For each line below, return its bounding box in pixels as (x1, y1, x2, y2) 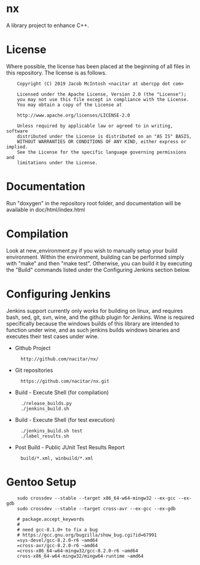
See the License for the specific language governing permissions (17, 149, 187, 155)
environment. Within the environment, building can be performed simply (6, 253, 184, 261)
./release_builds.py (20, 400, 72, 406)
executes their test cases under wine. (6, 333, 99, 340)
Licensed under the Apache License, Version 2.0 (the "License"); (17, 91, 187, 97)
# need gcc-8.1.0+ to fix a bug (17, 526, 98, 533)
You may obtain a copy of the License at (17, 102, 122, 108)
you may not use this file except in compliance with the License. (17, 96, 189, 102)
